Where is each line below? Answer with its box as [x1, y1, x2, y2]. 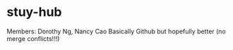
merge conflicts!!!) [6, 34, 60, 42]
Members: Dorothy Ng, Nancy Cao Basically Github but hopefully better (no [6, 27, 227, 35]
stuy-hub [6, 4, 62, 20]
